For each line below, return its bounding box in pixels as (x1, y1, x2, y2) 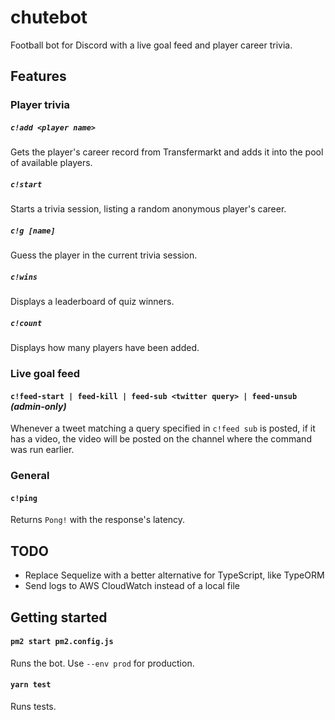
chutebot (10, 6, 88, 29)
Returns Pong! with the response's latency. (10, 514, 186, 526)
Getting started (10, 609, 108, 626)
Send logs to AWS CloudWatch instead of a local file (24, 580, 240, 592)
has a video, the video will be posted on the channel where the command (10, 433, 312, 445)
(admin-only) (10, 400, 67, 412)
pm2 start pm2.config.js (10, 637, 114, 647)
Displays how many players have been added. (10, 342, 200, 354)
